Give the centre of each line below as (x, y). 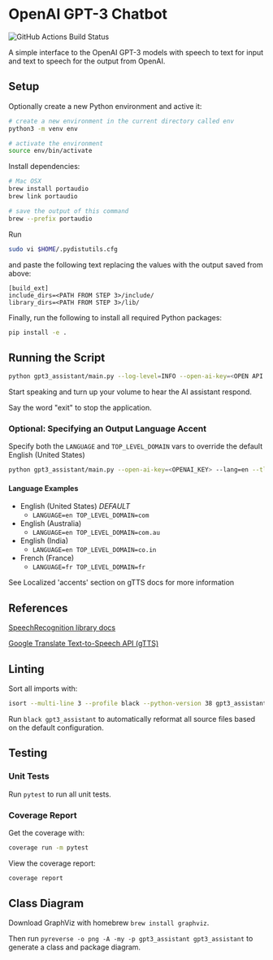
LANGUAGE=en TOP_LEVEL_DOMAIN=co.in (94, 550)
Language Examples (43, 488)
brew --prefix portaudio (50, 219)
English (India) (44, 541)
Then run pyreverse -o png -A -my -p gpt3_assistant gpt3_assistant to (131, 939)
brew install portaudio (49, 189)
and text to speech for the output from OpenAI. (87, 61)
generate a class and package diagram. (74, 947)
